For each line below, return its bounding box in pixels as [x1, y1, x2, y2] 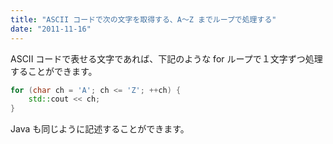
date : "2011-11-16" [10, 24, 92, 34]
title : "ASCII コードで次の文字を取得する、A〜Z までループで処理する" [10, 14, 277, 25]
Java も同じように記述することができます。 [10, 123, 190, 135]
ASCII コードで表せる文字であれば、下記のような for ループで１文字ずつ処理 [10, 52, 323, 65]
